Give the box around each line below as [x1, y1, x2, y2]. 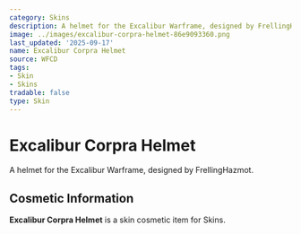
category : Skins [9, 13, 70, 22]
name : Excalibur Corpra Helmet [9, 47, 126, 56]
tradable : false [9, 88, 70, 97]
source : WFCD [9, 55, 58, 64]
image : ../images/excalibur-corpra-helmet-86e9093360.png [9, 30, 230, 39]
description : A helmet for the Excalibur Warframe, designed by [9, 22, 254, 30]
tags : [9, 64, 30, 73]
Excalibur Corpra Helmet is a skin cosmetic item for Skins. [9, 214, 226, 225]
